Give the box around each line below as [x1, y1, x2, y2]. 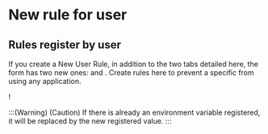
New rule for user [8, 6, 128, 24]
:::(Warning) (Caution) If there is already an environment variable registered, [8, 107, 261, 117]
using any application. [8, 77, 82, 86]
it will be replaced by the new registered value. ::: [8, 116, 172, 126]
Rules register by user [8, 38, 121, 52]
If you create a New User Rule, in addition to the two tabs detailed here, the [8, 59, 258, 69]
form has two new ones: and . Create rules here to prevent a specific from [8, 68, 254, 77]
